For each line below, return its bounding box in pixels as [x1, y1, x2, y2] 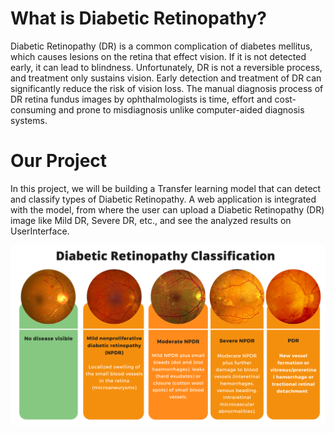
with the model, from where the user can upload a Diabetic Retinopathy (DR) [10, 203, 325, 216]
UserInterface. [10, 225, 70, 237]
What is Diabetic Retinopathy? [10, 7, 268, 30]
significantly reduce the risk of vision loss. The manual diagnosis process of [10, 82, 324, 94]
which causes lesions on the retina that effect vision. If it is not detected [10, 50, 307, 62]
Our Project [10, 150, 108, 172]
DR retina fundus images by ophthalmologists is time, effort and [10, 93, 273, 105]
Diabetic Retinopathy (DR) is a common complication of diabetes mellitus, [10, 40, 313, 52]
